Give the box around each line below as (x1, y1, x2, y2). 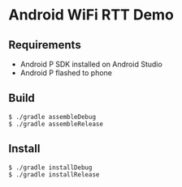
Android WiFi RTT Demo (8, 6, 175, 24)
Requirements (8, 38, 81, 52)
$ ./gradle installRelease (8, 170, 100, 179)
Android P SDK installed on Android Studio (19, 59, 162, 69)
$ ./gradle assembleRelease (8, 120, 104, 128)
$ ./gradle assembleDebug (8, 113, 96, 121)
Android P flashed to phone (19, 68, 112, 78)
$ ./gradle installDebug (8, 164, 93, 172)
